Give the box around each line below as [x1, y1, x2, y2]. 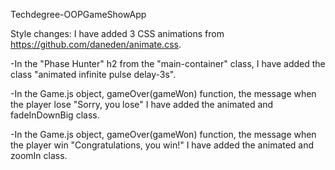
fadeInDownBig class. [10, 109, 100, 121]
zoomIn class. [10, 150, 68, 161]
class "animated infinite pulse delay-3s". [10, 69, 177, 80]
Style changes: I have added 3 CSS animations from [10, 28, 225, 39]
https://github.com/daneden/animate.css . [10, 39, 182, 50]
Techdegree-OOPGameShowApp [10, 9, 147, 20]
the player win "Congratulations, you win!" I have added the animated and [10, 139, 315, 151]
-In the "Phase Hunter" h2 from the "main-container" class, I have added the [10, 58, 326, 69]
